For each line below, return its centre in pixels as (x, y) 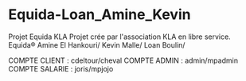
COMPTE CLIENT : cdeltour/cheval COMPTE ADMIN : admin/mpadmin (123, 60)
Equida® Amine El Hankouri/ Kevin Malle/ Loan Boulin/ (97, 44)
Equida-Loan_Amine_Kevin (100, 15)
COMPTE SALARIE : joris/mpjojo (61, 68)
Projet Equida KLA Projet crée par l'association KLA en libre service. (119, 37)
